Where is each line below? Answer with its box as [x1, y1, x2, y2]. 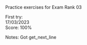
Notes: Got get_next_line [5, 34, 57, 40]
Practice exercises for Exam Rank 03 [5, 4, 82, 10]
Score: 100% [5, 24, 32, 30]
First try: [5, 14, 23, 19]
